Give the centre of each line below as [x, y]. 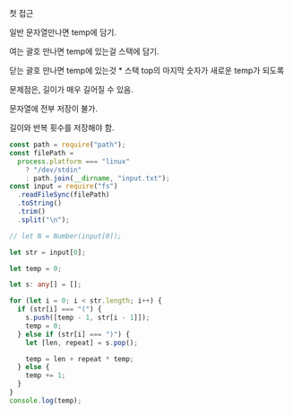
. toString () [40, 203]
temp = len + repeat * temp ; [80, 359]
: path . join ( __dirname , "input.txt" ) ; [98, 178]
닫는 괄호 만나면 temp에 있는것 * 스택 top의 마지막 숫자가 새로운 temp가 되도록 [147, 70]
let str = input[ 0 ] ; [48, 252]
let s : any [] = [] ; [46, 285]
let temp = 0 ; [36, 269]
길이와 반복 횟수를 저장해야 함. [62, 128]
